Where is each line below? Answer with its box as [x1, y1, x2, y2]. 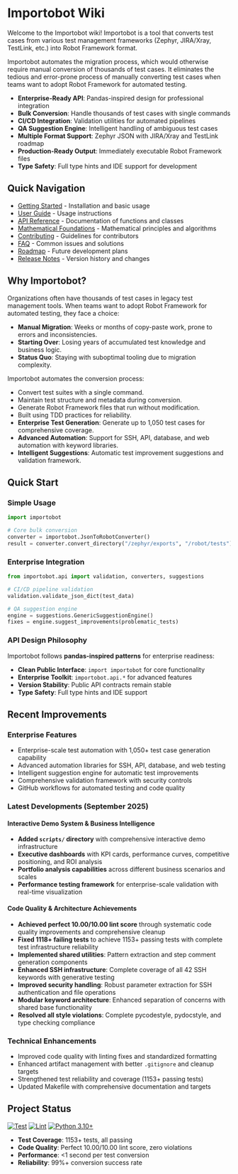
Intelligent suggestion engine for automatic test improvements [17, 769, 199, 777]
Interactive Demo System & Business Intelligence [7, 819, 155, 828]
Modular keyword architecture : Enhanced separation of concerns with [17, 996, 226, 1004]
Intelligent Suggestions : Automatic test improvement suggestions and [17, 448, 225, 457]
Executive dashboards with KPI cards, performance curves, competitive [17, 850, 230, 858]
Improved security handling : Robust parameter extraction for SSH [17, 980, 212, 989]
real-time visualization [17, 887, 83, 897]
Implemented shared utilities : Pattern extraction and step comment [17, 950, 216, 959]
